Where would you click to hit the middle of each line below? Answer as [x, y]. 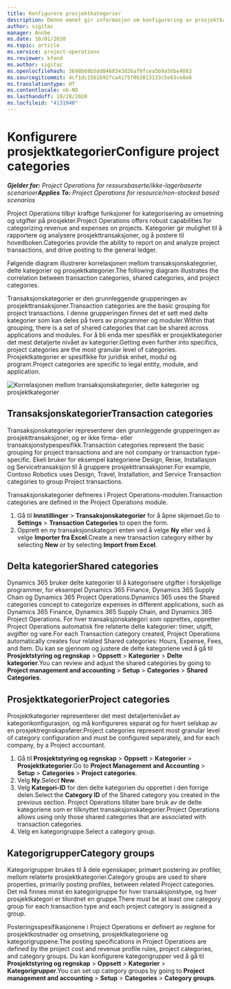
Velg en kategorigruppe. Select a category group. [86, 832]
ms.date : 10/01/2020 [37, 39]
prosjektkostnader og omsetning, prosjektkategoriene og [88, 934]
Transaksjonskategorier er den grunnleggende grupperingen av [97, 298]
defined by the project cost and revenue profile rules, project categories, [110, 949]
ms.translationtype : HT [41, 84]
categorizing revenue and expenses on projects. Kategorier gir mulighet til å [114, 228]
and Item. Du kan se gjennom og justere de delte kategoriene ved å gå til [110, 649]
